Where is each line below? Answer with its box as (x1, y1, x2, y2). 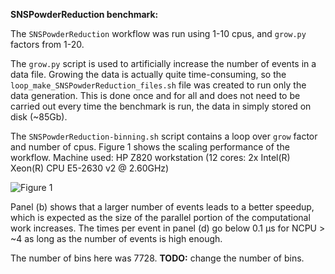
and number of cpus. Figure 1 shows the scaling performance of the (10, 141, 290, 153)
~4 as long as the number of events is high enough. (10, 233, 223, 244)
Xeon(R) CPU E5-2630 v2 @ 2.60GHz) (10, 162, 170, 174)
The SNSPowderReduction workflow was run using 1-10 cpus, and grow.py (10, 28, 307, 39)
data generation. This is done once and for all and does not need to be (10, 90, 301, 101)
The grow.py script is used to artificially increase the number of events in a (10, 58, 317, 69)
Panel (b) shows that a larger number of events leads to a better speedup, (10, 201, 315, 213)
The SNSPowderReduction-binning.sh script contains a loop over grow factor (10, 130, 318, 142)
